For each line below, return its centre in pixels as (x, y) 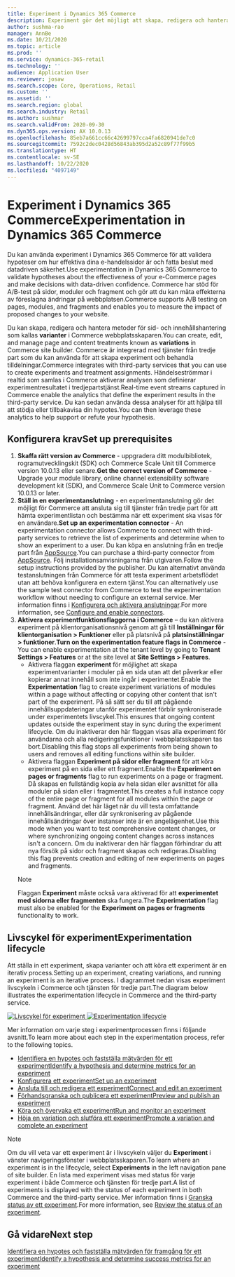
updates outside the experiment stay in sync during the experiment (124, 724)
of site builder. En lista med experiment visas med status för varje (101, 1175)
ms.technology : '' (34, 66)
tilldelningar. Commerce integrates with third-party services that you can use (117, 365)
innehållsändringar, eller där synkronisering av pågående (110, 814)
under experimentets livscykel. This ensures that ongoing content (121, 717)
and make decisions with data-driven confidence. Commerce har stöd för (113, 284)
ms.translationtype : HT (42, 151)
